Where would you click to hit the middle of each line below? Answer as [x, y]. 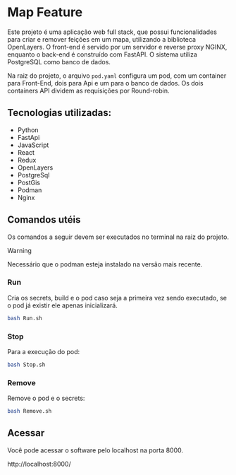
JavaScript [33, 145]
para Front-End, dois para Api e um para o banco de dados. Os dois [105, 83]
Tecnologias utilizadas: [59, 113]
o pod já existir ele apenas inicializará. [62, 305]
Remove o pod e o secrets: [46, 398]
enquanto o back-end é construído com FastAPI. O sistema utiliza [102, 54]
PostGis [29, 182]
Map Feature [45, 12]
